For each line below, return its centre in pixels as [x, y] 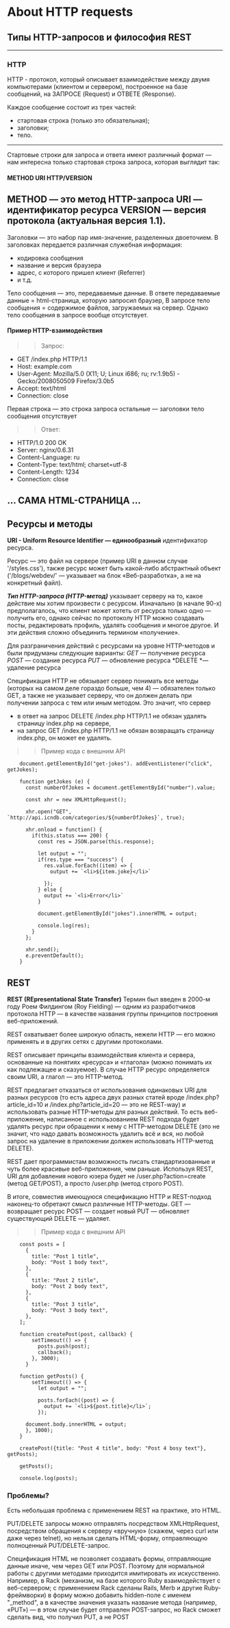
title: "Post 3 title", [65, 1304]
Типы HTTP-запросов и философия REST [99, 37]
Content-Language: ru [48, 457]
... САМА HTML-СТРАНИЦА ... [74, 501]
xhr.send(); [42, 950]
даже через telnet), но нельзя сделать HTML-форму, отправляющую [107, 1538]
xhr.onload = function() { [64, 830]
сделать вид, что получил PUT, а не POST [68, 1617]
